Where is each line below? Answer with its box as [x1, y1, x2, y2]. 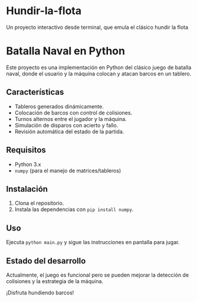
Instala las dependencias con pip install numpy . [14, 206, 134, 213]
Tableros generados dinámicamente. [14, 103, 104, 110]
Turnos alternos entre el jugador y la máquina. [14, 115, 127, 122]
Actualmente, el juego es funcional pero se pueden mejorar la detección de [6, 271, 189, 278]
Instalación [6, 184, 48, 194]
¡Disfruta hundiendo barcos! [6, 289, 74, 296]
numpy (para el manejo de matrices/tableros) [14, 167, 122, 174]
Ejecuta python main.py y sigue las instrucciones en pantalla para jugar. [6, 239, 180, 246]
